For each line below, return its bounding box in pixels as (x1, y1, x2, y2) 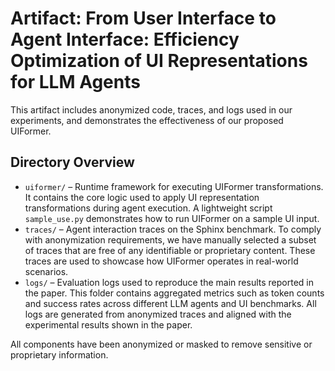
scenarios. (24, 265, 69, 277)
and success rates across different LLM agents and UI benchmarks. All (24, 297, 317, 309)
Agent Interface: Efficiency (10, 28, 240, 51)
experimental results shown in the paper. (24, 318, 193, 331)
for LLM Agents (10, 71, 141, 94)
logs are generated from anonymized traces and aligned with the (24, 308, 292, 320)
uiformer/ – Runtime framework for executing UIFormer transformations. (24, 180, 324, 192)
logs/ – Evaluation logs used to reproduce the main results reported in (24, 276, 314, 288)
